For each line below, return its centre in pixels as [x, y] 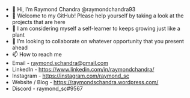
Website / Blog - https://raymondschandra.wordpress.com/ [85, 82]
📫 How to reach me [37, 54]
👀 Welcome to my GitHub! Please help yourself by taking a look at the [98, 16]
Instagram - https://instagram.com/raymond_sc [70, 76]
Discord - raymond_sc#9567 [47, 88]
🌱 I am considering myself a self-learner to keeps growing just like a [96, 28]
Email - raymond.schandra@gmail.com [60, 63]
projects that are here [38, 22]
